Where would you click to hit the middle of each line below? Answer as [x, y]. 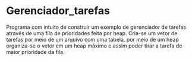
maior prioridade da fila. [36, 52]
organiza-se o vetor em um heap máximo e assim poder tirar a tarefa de [94, 46]
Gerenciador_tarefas [58, 11]
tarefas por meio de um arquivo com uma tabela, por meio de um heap [93, 39]
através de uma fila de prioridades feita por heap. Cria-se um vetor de [92, 33]
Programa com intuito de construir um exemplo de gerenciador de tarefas [96, 27]
